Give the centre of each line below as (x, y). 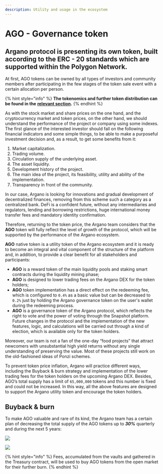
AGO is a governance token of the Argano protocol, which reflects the (82, 311)
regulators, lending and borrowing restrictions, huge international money (78, 210)
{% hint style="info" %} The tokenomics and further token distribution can (81, 99)
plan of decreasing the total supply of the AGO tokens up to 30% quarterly (80, 424)
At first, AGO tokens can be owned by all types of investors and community (80, 79)
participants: (18, 259)
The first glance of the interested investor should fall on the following (74, 128)
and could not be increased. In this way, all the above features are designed (81, 386)
